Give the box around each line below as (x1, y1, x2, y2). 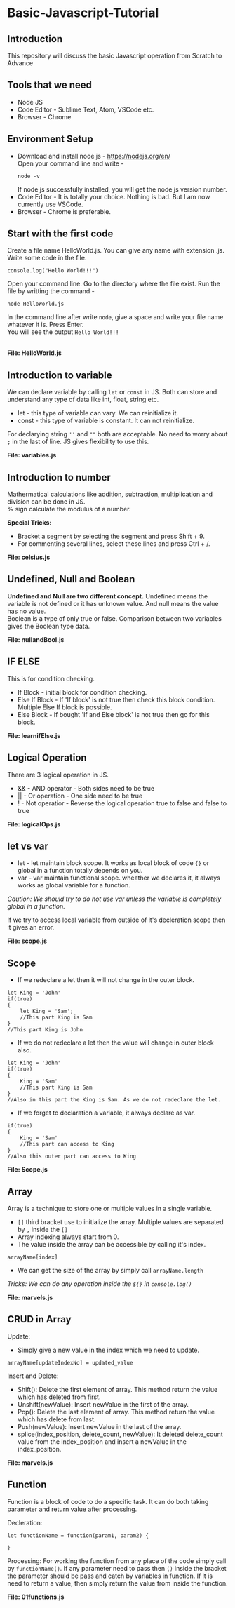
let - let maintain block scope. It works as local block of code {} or (17, 859, 210, 867)
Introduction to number (7, 471, 111, 483)
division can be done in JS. (7, 497, 86, 506)
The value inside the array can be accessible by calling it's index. (17, 1240, 206, 1248)
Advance (7, 59, 34, 67)
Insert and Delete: (7, 1372, 59, 1380)
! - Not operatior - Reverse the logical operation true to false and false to (17, 798, 227, 808)
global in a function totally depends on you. (17, 866, 143, 875)
